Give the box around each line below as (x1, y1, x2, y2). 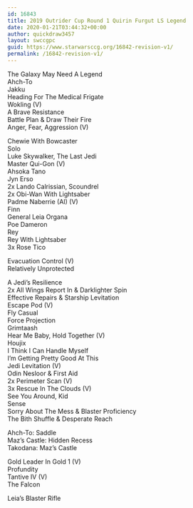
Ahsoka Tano (7, 167, 46, 176)
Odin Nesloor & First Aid (7, 369, 78, 377)
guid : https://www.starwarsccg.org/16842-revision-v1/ (7, 44, 174, 51)
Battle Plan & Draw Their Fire (7, 115, 92, 123)
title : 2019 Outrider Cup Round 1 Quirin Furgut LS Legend (7, 17, 187, 24)
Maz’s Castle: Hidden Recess (7, 436, 93, 444)
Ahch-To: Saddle (7, 428, 57, 437)
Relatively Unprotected (7, 264, 75, 273)
